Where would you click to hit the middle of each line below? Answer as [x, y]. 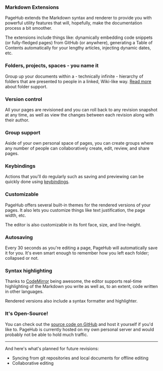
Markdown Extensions [32, 7]
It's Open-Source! [27, 314]
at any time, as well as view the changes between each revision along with [80, 115]
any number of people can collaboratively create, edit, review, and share [77, 148]
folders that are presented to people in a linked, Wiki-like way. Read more [78, 81]
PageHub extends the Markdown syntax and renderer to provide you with [78, 18]
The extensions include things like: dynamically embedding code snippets [79, 37]
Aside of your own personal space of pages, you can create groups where [79, 143]
